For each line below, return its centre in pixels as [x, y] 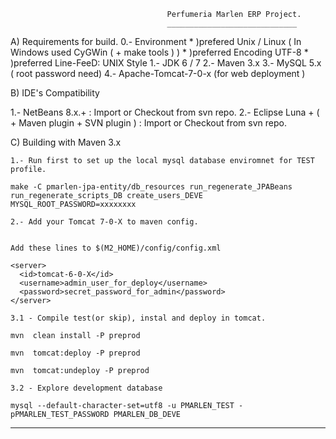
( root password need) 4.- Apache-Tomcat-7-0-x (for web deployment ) [158, 73]
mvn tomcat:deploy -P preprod [75, 353]
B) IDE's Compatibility [55, 93]
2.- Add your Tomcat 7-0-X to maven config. [104, 222]
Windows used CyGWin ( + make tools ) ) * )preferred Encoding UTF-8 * [159, 52]
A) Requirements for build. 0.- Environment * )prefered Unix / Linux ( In [156, 41]
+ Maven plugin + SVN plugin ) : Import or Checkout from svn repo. [148, 123]
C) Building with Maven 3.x [66, 142]
